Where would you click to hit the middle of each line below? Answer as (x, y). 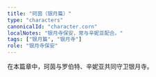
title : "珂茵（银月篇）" (39, 14)
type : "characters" (35, 20)
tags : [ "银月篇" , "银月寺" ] (44, 40)
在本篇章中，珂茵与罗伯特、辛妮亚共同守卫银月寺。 (80, 66)
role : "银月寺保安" (33, 46)
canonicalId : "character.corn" (52, 26)
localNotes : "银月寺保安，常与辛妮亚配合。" (65, 33)
